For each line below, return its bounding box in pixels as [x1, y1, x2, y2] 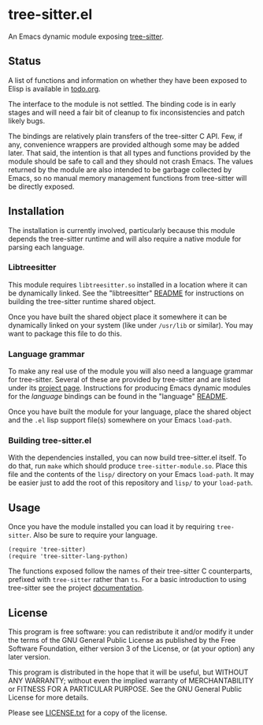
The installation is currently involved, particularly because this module [8, 225, 235, 235]
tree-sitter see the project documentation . [8, 583, 144, 593]
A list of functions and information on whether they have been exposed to [8, 75, 247, 85]
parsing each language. [8, 242, 85, 252]
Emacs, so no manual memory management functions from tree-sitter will [8, 173, 247, 182]
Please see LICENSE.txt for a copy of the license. [8, 708, 168, 718]
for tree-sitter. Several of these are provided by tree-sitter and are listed [8, 375, 242, 385]
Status [8, 54, 42, 68]
